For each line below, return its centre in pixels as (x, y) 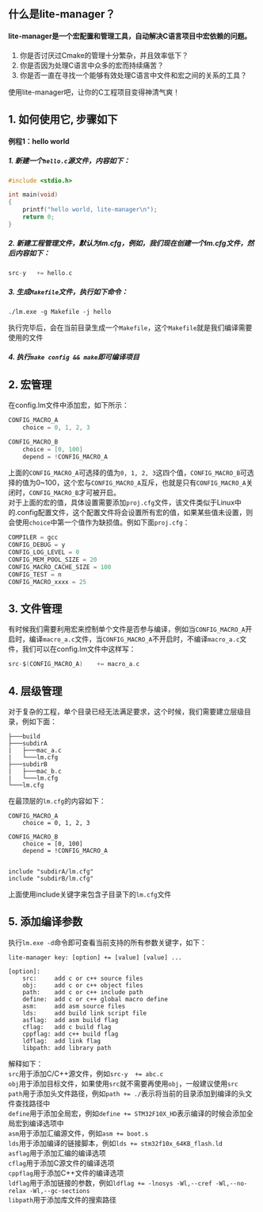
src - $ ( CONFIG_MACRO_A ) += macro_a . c (74, 664)
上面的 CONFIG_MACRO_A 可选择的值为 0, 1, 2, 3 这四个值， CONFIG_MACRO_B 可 (128, 473)
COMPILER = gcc (33, 538)
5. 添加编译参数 (46, 922)
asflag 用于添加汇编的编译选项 (57, 1153)
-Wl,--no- (231, 1183)
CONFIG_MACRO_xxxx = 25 (48, 582)
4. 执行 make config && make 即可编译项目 (74, 357)
